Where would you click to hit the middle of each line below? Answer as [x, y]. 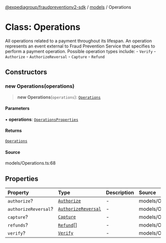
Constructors [26, 72]
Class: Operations [43, 27]
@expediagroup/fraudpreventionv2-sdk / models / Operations [68, 7]
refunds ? [18, 225]
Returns [14, 131]
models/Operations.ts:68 [30, 163]
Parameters [17, 108]
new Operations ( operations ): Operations [59, 97]
